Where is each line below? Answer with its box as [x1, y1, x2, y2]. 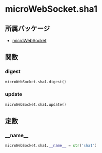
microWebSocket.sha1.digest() [5, 79, 67, 84]
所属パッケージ [5, 24, 50, 32]
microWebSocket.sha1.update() [5, 102, 67, 107]
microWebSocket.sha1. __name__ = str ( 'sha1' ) [5, 143, 97, 148]
